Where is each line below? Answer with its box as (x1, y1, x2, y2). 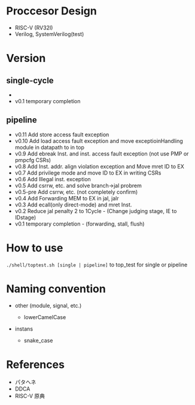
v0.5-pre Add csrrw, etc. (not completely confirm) (14, 188, 138, 196)
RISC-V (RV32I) (14, 24, 53, 31)
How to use (6, 241, 63, 254)
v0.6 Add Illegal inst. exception (14, 175, 91, 182)
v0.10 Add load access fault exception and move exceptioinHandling (14, 137, 184, 145)
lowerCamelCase (23, 313, 66, 320)
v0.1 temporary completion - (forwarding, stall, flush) (14, 220, 145, 227)
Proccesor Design (6, 4, 97, 18)
